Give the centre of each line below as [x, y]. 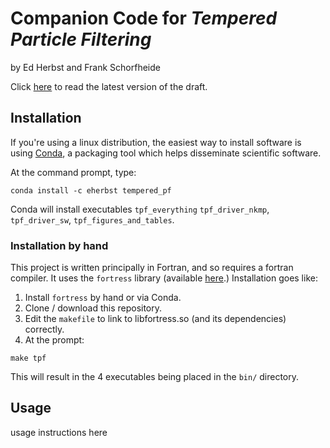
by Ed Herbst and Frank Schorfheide [85, 67]
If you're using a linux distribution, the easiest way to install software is [156, 142]
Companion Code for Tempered [144, 18]
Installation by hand [59, 245]
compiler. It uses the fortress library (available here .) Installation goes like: [164, 278]
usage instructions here [59, 432]
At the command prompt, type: [73, 172]
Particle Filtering [81, 39]
